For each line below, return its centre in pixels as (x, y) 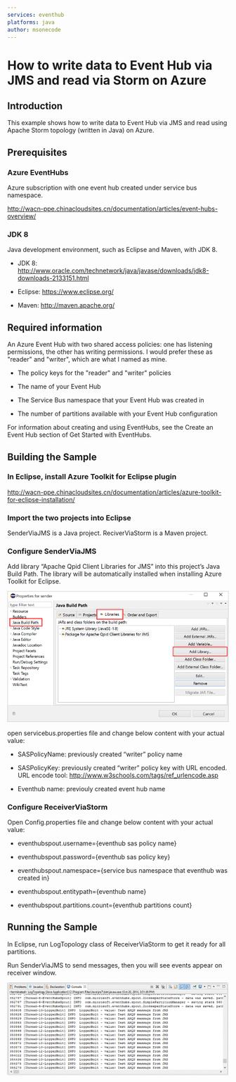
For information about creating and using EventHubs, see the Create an (110, 428)
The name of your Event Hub (59, 387)
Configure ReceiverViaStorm (58, 807)
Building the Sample (52, 457)
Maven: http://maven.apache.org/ (66, 305)
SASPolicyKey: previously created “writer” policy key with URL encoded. (122, 767)
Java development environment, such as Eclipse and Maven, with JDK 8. (112, 250)
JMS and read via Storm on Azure (107, 80)
